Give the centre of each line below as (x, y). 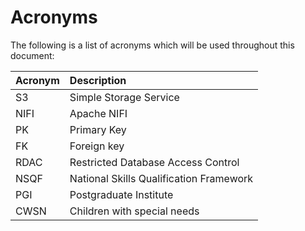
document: (32, 55)
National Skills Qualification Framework (161, 178)
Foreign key (97, 146)
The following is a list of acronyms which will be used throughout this (152, 45)
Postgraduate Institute (121, 194)
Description (98, 80)
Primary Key (98, 129)
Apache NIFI (98, 113)
